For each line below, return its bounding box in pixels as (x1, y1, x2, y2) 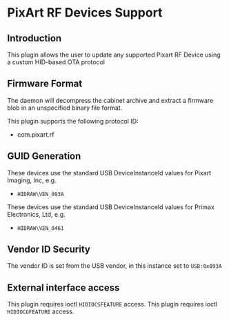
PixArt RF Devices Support (7, 5, 163, 21)
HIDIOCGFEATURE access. (7, 307, 74, 315)
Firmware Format (7, 78, 83, 90)
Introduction (7, 32, 62, 44)
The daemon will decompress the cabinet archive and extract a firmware (7, 96, 214, 104)
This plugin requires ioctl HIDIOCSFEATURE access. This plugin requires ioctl (7, 300, 218, 309)
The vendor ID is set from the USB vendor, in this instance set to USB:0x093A (7, 262, 222, 270)
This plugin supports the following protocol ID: (7, 117, 139, 125)
